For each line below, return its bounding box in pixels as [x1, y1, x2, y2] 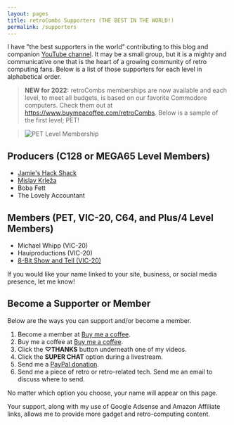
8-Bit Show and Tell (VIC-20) [17, 256, 102, 265]
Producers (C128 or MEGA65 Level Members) [7, 150, 211, 162]
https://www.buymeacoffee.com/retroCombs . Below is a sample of [24, 108, 219, 117]
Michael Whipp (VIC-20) [17, 241, 89, 250]
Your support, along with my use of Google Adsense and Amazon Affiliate [7, 402, 221, 410]
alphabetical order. [7, 72, 62, 81]
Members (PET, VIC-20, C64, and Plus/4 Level [7, 212, 214, 224]
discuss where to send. [17, 374, 86, 383]
